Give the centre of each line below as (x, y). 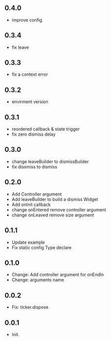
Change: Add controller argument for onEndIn (58, 275)
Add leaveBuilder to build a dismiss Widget (55, 199)
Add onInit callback (31, 204)
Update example (28, 242)
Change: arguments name (38, 280)
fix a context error (30, 74)
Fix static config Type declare (42, 247)
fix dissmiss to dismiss (34, 167)
